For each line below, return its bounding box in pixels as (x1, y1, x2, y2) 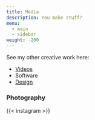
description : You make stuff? (6, 15, 83, 21)
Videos (15, 65, 33, 73)
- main (11, 25, 28, 32)
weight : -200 (6, 37, 39, 43)
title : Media (6, 8, 39, 15)
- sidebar (11, 32, 36, 38)
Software (15, 72, 38, 79)
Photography (6, 93, 46, 102)
